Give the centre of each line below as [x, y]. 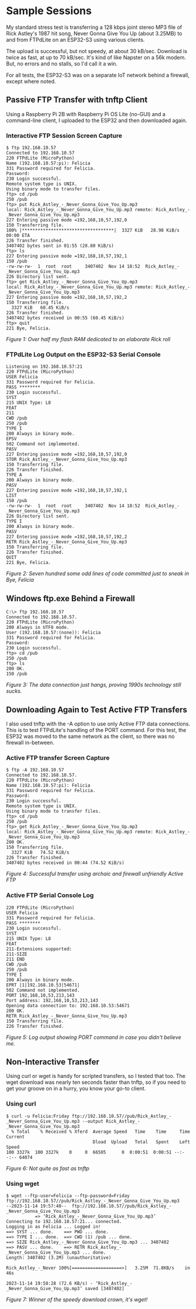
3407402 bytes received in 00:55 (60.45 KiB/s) [65, 318]
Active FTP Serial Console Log [50, 895]
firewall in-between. [30, 742]
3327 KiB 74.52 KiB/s [40, 853]
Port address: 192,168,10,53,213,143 [52, 1000]
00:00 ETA [18, 236]
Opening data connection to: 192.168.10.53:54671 [68, 1005]
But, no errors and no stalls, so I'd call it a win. [62, 64]
